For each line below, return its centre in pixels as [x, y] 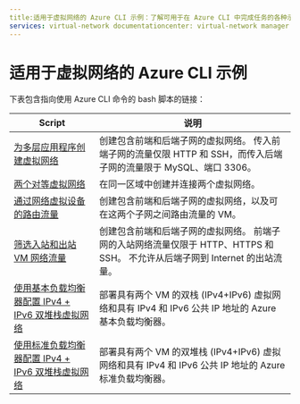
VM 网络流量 [40, 258]
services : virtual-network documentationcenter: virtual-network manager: [151, 26]
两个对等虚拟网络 [50, 184]
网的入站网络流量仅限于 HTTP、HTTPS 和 [187, 245]
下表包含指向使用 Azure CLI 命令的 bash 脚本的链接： [107, 99]
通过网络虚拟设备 [50, 201]
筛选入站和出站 [46, 245]
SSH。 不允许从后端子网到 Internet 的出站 [187, 258]
